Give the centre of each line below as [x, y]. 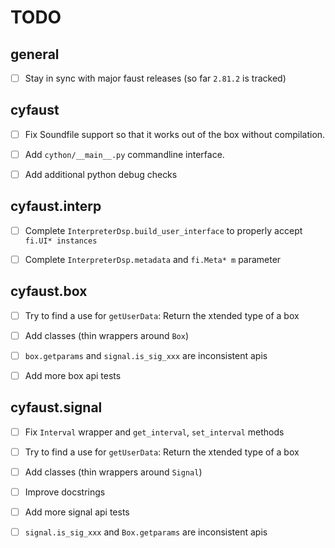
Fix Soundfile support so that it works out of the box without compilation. [175, 134]
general [35, 54]
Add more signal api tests [77, 512]
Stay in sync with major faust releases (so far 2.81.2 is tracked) [155, 78]
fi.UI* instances [61, 241]
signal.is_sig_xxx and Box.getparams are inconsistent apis [146, 532]
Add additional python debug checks [101, 174]
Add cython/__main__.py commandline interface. [124, 154]
